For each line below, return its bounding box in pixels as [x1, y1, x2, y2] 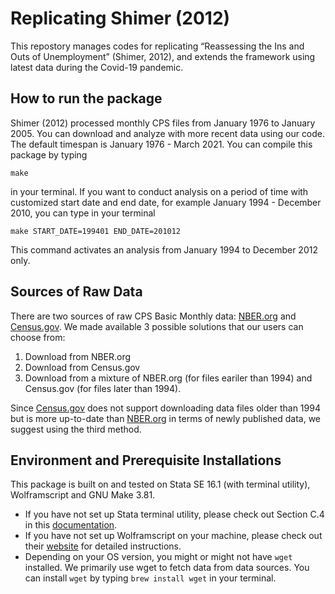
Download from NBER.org [24, 350, 132, 362]
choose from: [10, 331, 66, 343]
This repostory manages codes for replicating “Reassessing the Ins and [10, 40, 305, 52]
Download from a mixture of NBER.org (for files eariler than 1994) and [24, 372, 313, 384]
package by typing [10, 148, 88, 161]
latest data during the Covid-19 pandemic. [10, 61, 184, 73]
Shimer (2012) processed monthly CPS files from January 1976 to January [10, 117, 316, 129]
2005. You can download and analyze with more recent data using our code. [10, 127, 326, 139]
